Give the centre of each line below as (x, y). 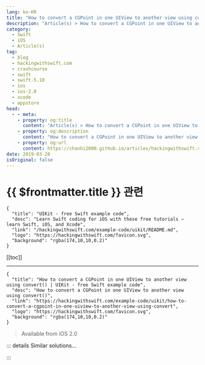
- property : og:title (45, 120)
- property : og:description (53, 131)
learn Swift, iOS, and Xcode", (46, 225)
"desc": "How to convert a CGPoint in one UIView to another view (98, 290)
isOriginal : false (30, 160)
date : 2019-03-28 (28, 154)
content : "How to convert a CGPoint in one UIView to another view (110, 137)
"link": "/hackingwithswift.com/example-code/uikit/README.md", (95, 230)
